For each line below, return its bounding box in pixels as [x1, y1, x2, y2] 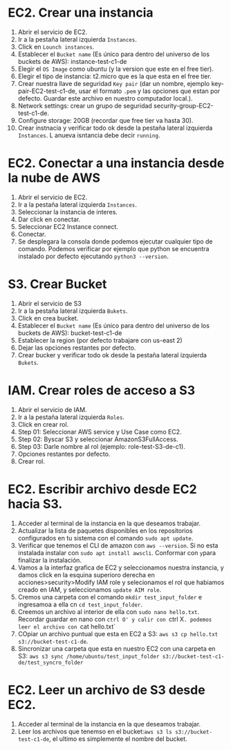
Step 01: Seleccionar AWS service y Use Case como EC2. [17, 427, 182, 436]
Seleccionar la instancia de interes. [17, 207, 118, 216]
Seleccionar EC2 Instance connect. [17, 222, 118, 230]
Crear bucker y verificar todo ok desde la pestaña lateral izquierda [17, 350, 207, 359]
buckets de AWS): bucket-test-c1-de [17, 328, 122, 337]
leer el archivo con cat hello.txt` [17, 622, 116, 631]
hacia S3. [8, 496, 63, 511]
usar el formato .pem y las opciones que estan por [78, 87, 221, 95]
